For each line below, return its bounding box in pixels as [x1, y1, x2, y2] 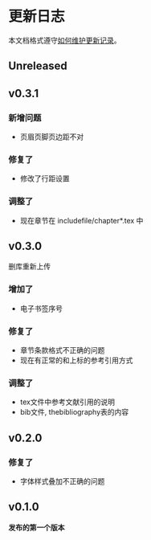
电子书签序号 [19, 303, 63, 313]
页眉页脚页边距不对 [19, 132, 84, 141]
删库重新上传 [8, 262, 51, 272]
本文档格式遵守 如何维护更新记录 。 [8, 35, 121, 45]
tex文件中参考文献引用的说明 [19, 397, 115, 407]
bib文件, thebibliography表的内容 [19, 407, 129, 417]
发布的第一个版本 [8, 522, 65, 532]
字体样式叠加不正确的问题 [19, 477, 105, 486]
